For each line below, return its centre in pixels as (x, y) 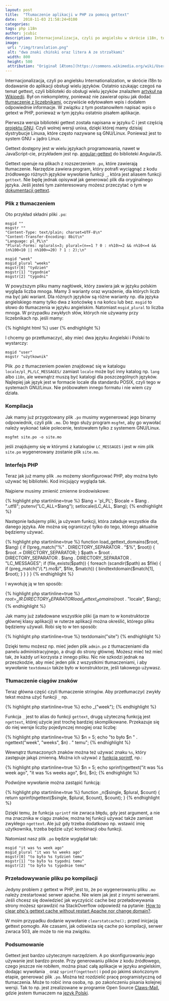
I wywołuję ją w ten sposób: (34, 584)
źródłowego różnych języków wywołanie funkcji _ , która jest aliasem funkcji (83, 174)
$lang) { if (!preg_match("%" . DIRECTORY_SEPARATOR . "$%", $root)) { (80, 547)
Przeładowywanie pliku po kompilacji (52, 878)
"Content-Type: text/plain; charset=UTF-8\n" (54, 233)
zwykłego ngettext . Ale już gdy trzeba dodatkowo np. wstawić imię (75, 824)
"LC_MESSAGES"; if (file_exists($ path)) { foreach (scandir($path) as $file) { (83, 563)
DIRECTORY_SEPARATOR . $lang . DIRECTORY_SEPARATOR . (68, 558)
